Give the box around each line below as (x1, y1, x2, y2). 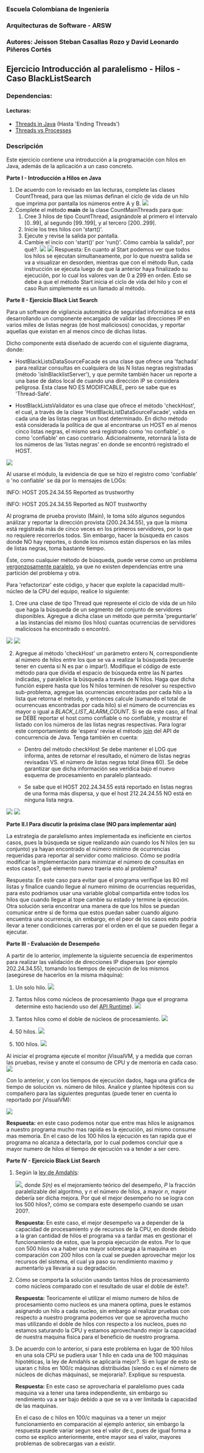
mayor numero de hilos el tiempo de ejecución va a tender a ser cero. (6, 1145, 181, 1152)
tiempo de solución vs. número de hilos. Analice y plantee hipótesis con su (6, 1083, 194, 1090)
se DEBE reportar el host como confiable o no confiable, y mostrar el (15, 714, 188, 722)
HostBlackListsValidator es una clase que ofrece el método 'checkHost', (15, 401, 196, 409)
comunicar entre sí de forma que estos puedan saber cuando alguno (6, 909, 178, 916)
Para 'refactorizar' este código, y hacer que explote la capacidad (6, 581, 169, 588)
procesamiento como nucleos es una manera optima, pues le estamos (15, 1301, 192, 1308)
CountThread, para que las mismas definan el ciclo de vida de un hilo (15, 192, 189, 200)
